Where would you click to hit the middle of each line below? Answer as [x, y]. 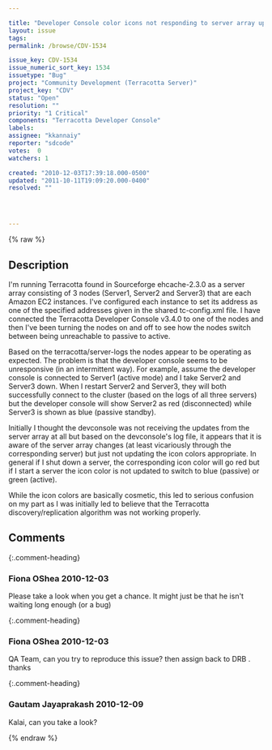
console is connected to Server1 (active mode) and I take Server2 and [125, 377]
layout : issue [32, 30]
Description [38, 265]
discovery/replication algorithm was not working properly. [104, 512]
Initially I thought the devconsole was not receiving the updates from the [129, 427]
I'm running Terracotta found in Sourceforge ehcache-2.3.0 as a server [127, 284]
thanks [20, 668]
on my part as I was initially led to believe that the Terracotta [109, 504]
